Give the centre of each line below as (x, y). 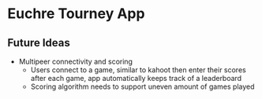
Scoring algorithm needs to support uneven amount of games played (142, 86)
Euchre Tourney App (76, 14)
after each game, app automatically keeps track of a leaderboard (136, 78)
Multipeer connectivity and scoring (76, 61)
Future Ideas (39, 43)
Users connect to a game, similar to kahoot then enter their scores (138, 70)
